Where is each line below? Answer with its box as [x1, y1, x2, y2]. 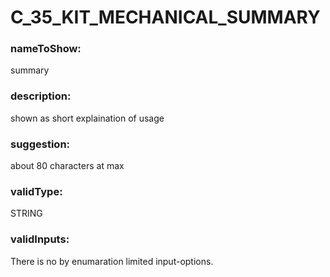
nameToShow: [10, 42, 82, 56]
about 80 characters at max [10, 160, 125, 172]
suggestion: [10, 137, 71, 151]
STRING [10, 207, 43, 220]
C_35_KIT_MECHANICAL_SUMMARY [10, 6, 321, 29]
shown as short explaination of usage [10, 112, 165, 124]
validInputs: [10, 232, 70, 246]
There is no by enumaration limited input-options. [10, 255, 214, 267]
